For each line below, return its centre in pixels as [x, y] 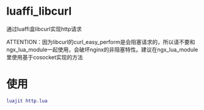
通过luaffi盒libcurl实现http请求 [44, 29]
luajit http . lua [27, 101]
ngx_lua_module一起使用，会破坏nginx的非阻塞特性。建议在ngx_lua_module [102, 50]
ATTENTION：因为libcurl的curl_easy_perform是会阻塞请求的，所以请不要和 [101, 42]
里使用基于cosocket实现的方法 [45, 57]
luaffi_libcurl [39, 11]
